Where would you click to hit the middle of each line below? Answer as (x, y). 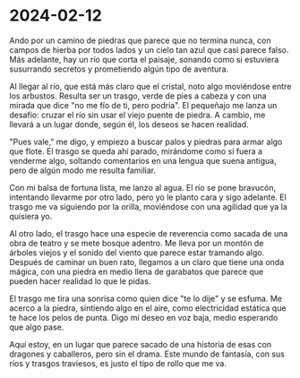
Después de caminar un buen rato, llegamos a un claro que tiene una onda (147, 262)
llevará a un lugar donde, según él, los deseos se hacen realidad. (129, 124)
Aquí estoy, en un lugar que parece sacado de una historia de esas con (140, 344)
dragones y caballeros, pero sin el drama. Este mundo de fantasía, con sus (147, 354)
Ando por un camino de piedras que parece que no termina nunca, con (140, 40)
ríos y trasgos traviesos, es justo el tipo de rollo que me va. (118, 363)
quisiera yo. (31, 216)
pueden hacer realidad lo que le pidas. (80, 281)
